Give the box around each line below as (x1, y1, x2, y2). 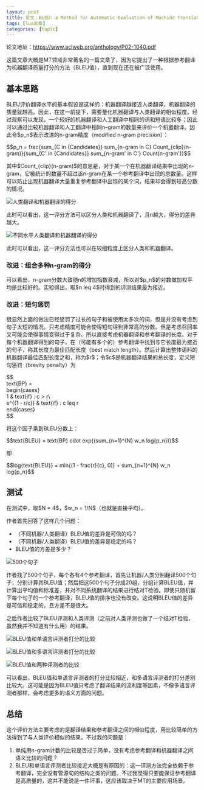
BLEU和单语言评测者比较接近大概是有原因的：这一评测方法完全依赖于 (15, 762, 189, 769)
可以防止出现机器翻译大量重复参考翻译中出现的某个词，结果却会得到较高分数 (6, 178, 198, 185)
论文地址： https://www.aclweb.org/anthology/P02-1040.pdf (6, 43, 157, 51)
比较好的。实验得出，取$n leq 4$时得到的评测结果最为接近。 (16, 284, 169, 291)
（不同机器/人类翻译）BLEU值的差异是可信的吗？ (15, 530, 138, 537)
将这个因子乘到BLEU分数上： (6, 424, 79, 432)
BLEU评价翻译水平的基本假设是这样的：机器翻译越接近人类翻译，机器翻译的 (6, 101, 195, 108)
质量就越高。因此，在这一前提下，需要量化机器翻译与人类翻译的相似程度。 (6, 108, 192, 116)
